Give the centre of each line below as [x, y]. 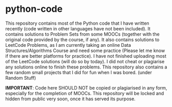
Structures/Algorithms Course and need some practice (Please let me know [85, 50]
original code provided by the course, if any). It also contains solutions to [82, 40]
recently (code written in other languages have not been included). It [78, 28]
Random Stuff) [21, 78]
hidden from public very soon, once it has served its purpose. [71, 99]
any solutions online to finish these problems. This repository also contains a [86, 67]
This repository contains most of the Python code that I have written [78, 23]
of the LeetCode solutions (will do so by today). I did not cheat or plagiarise [85, 61]
